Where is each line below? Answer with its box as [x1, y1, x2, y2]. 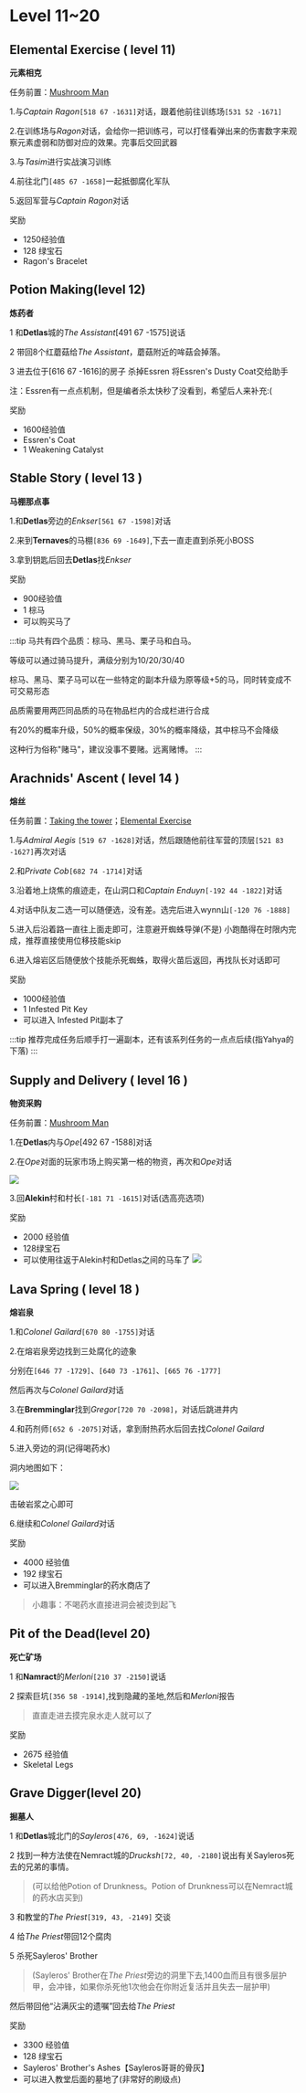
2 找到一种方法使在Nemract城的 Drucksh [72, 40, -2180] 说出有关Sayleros [9, 1849, 287, 1860]
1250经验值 [22, 234, 66, 245]
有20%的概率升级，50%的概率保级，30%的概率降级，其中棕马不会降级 [9, 724, 280, 735]
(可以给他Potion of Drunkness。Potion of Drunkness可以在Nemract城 [31, 1880, 293, 1891]
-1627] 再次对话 [9, 846, 67, 857]
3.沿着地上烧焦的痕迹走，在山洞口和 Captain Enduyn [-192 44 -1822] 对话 [9, 885, 283, 896]
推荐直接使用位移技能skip [25, 936, 121, 946]
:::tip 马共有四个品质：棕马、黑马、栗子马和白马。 [9, 635, 196, 646]
